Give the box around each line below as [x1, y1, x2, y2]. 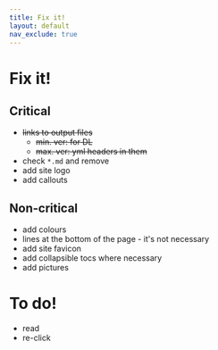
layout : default [9, 21, 70, 30]
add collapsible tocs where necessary [21, 253, 163, 263]
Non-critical [9, 200, 79, 215]
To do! [9, 294, 57, 313]
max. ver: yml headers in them [35, 146, 147, 157]
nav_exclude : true [9, 29, 78, 38]
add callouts [21, 175, 69, 186]
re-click [21, 332, 51, 344]
